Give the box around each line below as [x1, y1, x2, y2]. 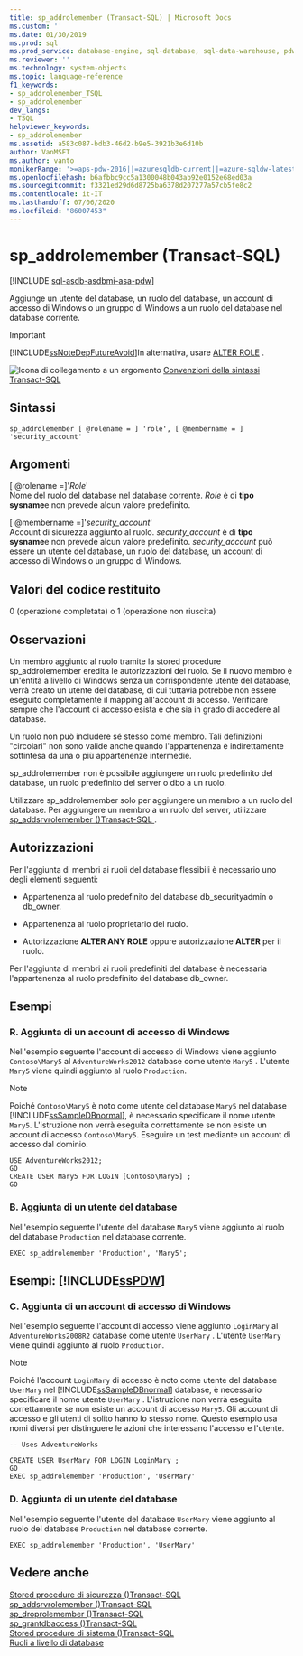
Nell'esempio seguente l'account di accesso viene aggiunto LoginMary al [9, 1321, 279, 1332]
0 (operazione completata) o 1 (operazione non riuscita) [9, 606, 216, 617]
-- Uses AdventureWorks [9, 1440, 99, 1450]
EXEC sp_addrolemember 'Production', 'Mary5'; [9, 1249, 188, 1258]
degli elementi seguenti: [9, 874, 99, 884]
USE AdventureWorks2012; [9, 1156, 103, 1165]
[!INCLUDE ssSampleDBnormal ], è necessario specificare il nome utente [9, 1110, 276, 1121]
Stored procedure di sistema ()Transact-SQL [9, 1627, 174, 1638]
